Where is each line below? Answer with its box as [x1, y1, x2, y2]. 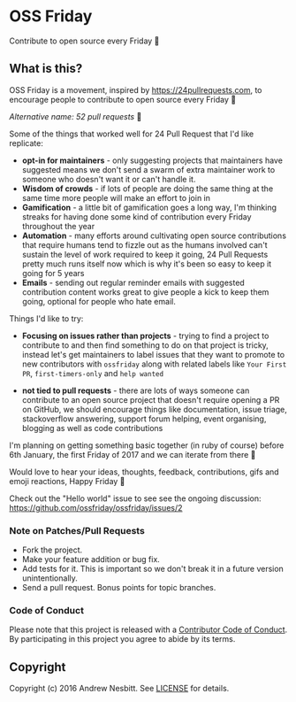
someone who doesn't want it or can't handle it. [21, 174, 196, 184]
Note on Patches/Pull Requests [9, 524, 146, 536]
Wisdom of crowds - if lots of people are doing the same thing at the [21, 183, 274, 194]
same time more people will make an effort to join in [21, 192, 210, 203]
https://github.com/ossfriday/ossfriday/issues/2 [9, 502, 183, 513]
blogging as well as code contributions [21, 422, 163, 433]
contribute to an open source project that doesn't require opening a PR [21, 394, 280, 405]
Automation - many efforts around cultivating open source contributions [21, 230, 287, 241]
